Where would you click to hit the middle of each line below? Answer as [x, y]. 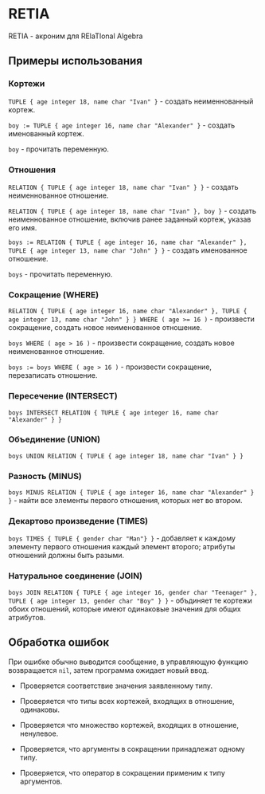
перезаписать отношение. [53, 375]
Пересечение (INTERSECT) [63, 396]
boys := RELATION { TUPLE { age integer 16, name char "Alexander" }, [128, 242]
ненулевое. [39, 733]
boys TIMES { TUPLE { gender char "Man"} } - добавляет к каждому [122, 538]
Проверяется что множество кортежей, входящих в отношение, [129, 725]
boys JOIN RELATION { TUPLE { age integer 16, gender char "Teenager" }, [133, 592]
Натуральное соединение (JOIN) [76, 576]
